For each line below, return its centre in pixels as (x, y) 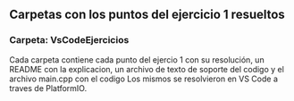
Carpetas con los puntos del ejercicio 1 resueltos (147, 15)
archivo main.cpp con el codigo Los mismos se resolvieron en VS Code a (144, 79)
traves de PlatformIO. (48, 88)
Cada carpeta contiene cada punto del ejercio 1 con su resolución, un (137, 59)
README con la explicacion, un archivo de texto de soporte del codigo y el (147, 69)
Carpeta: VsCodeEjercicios (69, 40)
